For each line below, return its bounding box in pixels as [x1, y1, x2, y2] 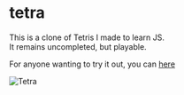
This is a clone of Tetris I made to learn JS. [9, 32, 165, 43]
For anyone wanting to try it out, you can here [9, 59, 175, 69]
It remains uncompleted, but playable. [9, 41, 148, 51]
